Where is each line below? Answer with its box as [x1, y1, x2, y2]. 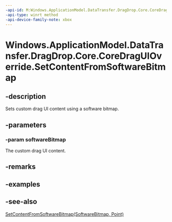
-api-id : [5, 7, 24, 13]
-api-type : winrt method [5, 12, 58, 17]
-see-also [5, 197, 37, 206]
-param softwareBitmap [5, 136, 67, 143]
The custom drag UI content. [5, 148, 66, 154]
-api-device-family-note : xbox [5, 17, 72, 22]
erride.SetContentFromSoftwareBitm [5, 61, 166, 72]
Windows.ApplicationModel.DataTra [5, 39, 164, 51]
